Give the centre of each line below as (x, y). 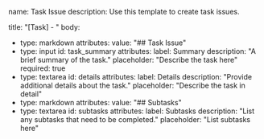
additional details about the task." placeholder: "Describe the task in (132, 85)
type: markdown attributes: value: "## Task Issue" (103, 43)
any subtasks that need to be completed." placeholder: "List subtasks (135, 119)
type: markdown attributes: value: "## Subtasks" (101, 102)
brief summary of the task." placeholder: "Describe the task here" (129, 60)
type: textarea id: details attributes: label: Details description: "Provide (136, 77)
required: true (43, 68)
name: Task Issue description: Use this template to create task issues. (124, 12)
